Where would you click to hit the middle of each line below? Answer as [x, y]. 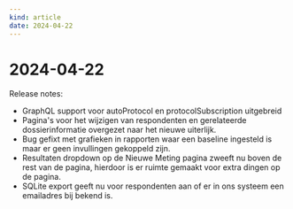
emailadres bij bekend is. [67, 196]
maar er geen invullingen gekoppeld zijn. [96, 149]
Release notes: [36, 94]
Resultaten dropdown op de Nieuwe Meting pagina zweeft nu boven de [152, 158]
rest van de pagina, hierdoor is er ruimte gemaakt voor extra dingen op [151, 167]
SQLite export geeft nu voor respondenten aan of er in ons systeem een [153, 186]
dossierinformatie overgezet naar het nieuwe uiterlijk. [119, 130]
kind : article [35, 17]
